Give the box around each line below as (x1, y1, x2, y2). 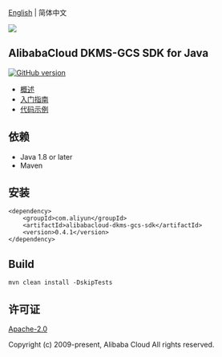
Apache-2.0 (8, 324, 48, 334)
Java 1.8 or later (19, 152, 73, 161)
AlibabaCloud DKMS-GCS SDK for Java (8, 47, 209, 60)
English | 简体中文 (8, 8, 67, 17)
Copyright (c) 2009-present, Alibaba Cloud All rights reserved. (8, 340, 215, 350)
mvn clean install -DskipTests (8, 278, 113, 287)
